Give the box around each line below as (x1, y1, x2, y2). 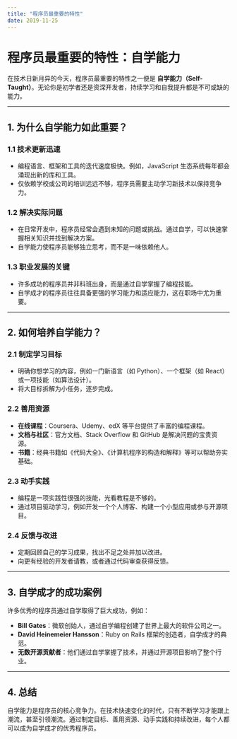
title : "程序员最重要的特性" (7, 10, 83, 18)
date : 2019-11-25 (7, 17, 59, 24)
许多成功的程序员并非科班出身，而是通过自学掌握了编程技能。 (17, 279, 197, 288)
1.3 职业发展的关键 (7, 262, 71, 272)
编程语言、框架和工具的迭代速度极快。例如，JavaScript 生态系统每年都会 (17, 162, 230, 170)
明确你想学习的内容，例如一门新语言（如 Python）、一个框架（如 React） (17, 367, 229, 376)
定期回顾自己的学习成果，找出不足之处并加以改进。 (17, 548, 166, 557)
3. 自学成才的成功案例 (7, 586, 102, 598)
